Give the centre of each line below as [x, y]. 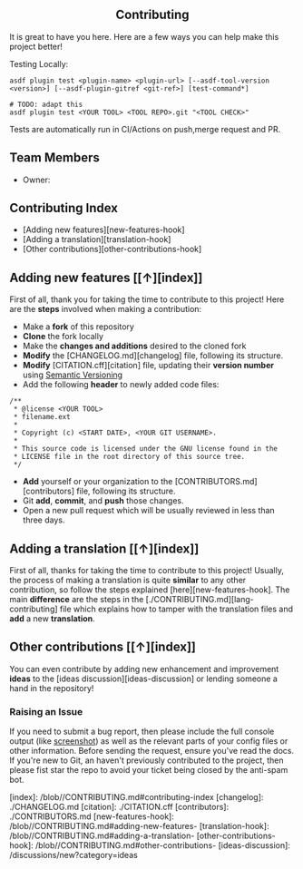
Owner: [36, 180]
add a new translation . [52, 619]
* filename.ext [42, 417]
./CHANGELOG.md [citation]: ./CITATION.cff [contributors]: [119, 807]
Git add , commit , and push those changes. [103, 501]
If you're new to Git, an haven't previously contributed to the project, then [147, 760]
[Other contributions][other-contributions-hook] [112, 249]
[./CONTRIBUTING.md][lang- [200, 600]
